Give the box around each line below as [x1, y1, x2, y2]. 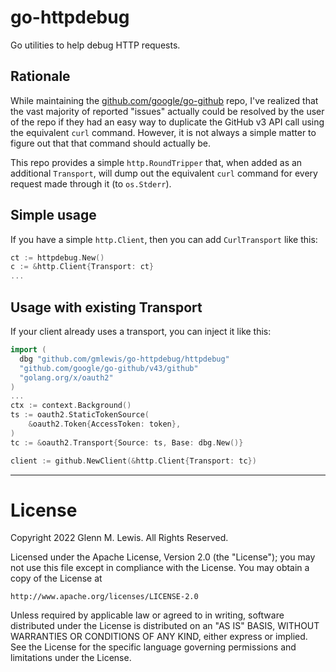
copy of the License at [10, 572, 103, 585]
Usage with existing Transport [10, 299, 203, 316]
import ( [10, 345, 47, 355]
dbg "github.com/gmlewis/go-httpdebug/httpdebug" [19, 354, 230, 364]
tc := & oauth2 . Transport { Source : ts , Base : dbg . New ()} [10, 437, 244, 448]
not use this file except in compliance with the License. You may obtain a [10, 562, 310, 574]
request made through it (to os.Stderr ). [10, 177, 172, 190]
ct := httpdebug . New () [10, 252, 105, 263]
